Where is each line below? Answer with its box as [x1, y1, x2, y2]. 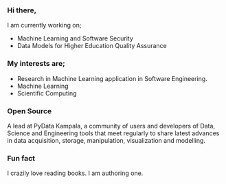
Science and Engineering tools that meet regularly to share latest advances [7, 129, 220, 137]
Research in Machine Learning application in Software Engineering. [16, 74, 207, 82]
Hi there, [7, 5, 36, 15]
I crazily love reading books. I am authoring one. [7, 169, 144, 177]
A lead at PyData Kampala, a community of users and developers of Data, [7, 122, 215, 130]
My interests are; [7, 59, 65, 69]
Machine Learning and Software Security [16, 34, 134, 43]
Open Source [7, 106, 52, 115]
